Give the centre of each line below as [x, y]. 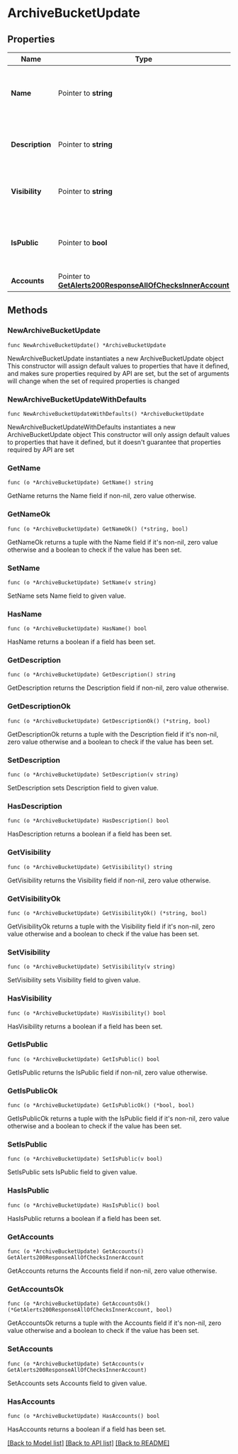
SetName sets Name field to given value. [67, 596]
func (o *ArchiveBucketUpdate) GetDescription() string [91, 675]
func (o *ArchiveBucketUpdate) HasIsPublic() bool [84, 1205]
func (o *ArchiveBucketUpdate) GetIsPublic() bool [84, 1059]
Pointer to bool [83, 243]
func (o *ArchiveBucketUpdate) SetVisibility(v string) [91, 967]
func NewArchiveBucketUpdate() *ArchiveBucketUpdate [87, 345]
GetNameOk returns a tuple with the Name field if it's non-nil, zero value [113, 542]
